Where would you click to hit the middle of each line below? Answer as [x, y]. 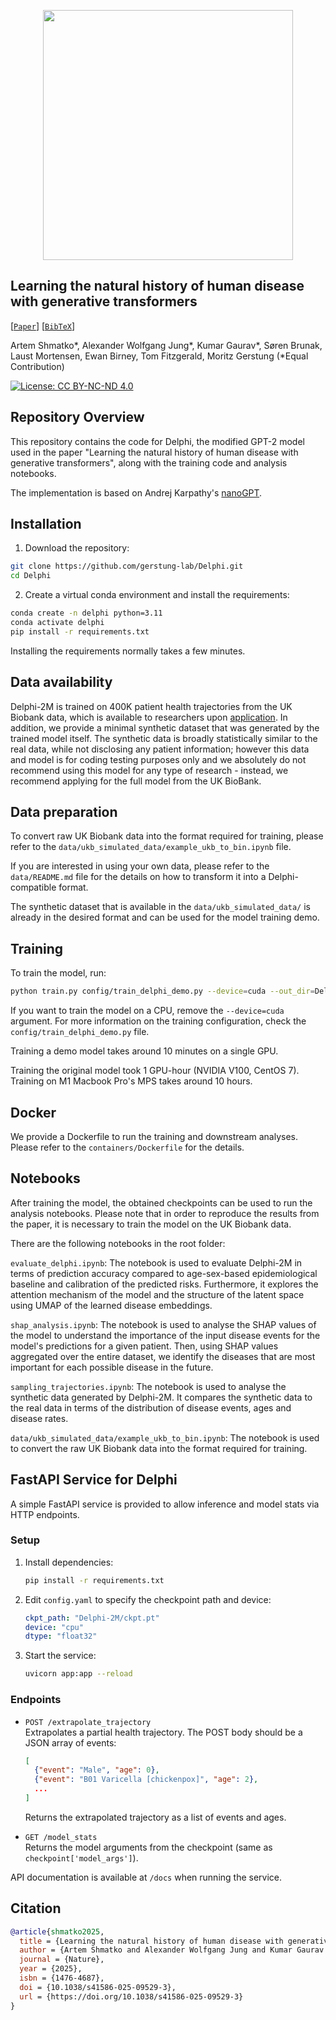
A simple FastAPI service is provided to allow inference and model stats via [165, 1504]
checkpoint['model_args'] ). [81, 1857]
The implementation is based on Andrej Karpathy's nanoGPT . [136, 492]
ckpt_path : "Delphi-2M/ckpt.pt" [92, 1618]
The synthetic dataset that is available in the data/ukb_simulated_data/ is [160, 907]
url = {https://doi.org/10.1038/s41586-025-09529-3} [131, 1996]
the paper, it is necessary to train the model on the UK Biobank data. [151, 1224]
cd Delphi [31, 576]
